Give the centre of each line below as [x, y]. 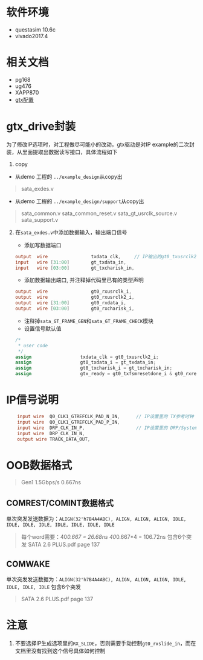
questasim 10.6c [35, 29]
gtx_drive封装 [41, 126]
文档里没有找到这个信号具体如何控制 [60, 651]
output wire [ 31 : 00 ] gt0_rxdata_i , [71, 303]
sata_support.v [40, 219]
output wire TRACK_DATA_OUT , [54, 439]
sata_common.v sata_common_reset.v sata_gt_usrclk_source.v [99, 213]
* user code [33, 345]
